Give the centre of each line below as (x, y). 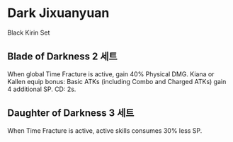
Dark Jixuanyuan (58, 13)
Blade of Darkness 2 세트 (63, 57)
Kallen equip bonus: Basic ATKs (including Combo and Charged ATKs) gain (117, 81)
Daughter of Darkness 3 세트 (71, 113)
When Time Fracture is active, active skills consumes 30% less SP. (105, 130)
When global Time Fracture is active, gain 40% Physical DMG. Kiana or (111, 74)
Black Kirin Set (29, 32)
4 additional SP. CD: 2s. (42, 89)
